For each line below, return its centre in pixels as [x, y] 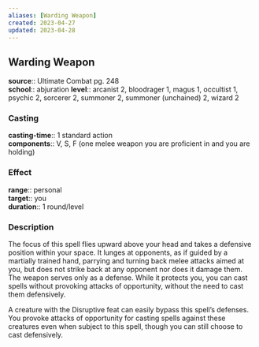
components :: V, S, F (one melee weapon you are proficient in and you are [129, 144]
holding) [22, 152]
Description [31, 227]
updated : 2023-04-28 [42, 30]
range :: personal [35, 189]
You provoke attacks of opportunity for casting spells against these [117, 318]
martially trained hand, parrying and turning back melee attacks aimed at [126, 261]
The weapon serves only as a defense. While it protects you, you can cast [128, 278]
